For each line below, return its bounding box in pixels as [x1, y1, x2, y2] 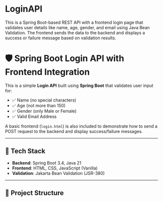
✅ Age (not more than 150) [12, 102, 65, 108]
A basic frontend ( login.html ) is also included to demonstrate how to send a [5, 123, 158, 129]
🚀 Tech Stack [5, 147, 46, 155]
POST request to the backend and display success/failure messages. [5, 128, 143, 134]
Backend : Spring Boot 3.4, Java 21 [12, 160, 81, 166]
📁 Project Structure [5, 189, 64, 197]
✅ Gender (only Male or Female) [12, 108, 77, 114]
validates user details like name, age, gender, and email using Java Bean [5, 24, 150, 30]
